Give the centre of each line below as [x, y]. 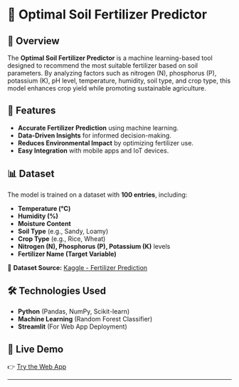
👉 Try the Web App [37, 367]
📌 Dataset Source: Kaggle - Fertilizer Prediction [78, 267]
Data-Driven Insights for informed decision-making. [95, 135]
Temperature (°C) [44, 208]
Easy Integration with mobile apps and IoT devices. [93, 150]
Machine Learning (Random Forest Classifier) [85, 319]
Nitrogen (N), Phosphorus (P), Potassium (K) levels [94, 246]
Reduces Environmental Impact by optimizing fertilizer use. [106, 143]
